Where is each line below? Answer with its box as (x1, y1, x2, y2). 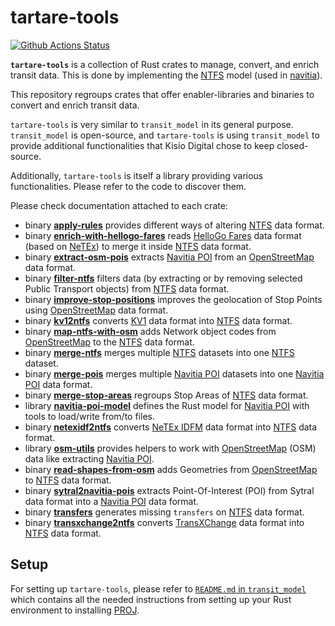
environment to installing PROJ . (10, 604, 140, 616)
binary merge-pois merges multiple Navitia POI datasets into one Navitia (24, 367, 325, 380)
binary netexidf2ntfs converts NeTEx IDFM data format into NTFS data (24, 421, 318, 433)
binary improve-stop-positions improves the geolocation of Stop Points (24, 293, 323, 305)
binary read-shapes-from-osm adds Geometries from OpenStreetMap (24, 463, 318, 475)
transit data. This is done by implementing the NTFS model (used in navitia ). (10, 69, 323, 81)
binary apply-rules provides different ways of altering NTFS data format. (24, 219, 325, 231)
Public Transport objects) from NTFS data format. (24, 282, 230, 295)
